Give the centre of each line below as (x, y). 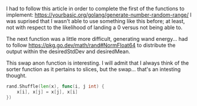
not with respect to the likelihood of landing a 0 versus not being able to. (94, 27)
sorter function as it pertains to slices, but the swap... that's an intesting (93, 69)
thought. (17, 76)
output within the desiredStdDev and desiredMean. (68, 52)
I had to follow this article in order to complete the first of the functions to (95, 9)
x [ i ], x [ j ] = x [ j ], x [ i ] (47, 92)
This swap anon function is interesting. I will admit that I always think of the (98, 63)
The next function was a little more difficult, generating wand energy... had (97, 39)
